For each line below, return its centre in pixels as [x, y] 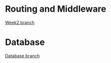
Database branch [22, 56]
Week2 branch [20, 22]
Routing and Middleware [56, 9]
